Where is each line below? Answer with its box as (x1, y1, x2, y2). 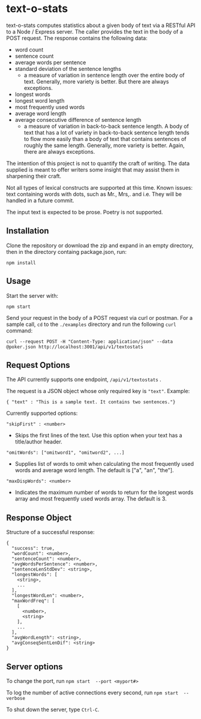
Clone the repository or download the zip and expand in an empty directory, (6, 242, 194, 249)
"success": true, (11, 546, 55, 552)
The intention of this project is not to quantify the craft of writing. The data (6, 160, 190, 167)
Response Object (6, 513, 72, 523)
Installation (6, 226, 49, 236)
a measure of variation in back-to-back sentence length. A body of (23, 122, 189, 130)
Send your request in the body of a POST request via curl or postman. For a (6, 314, 193, 321)
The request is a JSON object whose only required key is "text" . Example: (6, 388, 190, 395)
